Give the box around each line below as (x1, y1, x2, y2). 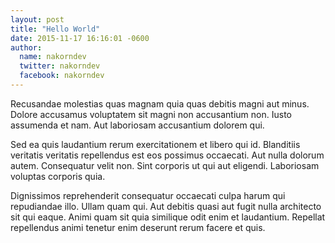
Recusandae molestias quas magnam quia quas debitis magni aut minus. (10, 97, 310, 110)
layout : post (10, 14, 65, 25)
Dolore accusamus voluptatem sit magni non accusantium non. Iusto (10, 108, 292, 120)
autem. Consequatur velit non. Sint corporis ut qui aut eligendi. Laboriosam (10, 159, 320, 171)
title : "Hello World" (10, 24, 101, 34)
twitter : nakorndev (19, 61, 101, 71)
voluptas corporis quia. (10, 170, 106, 182)
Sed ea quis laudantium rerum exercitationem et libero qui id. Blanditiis (10, 138, 301, 150)
